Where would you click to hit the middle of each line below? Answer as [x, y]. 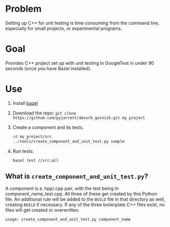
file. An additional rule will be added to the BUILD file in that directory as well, [85, 200]
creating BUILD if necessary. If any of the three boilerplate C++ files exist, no [85, 205]
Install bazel [25, 103]
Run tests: [23, 151]
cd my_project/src [32, 136]
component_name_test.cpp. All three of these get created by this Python [81, 194]
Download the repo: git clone [44, 113]
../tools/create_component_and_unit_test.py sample [68, 141]
